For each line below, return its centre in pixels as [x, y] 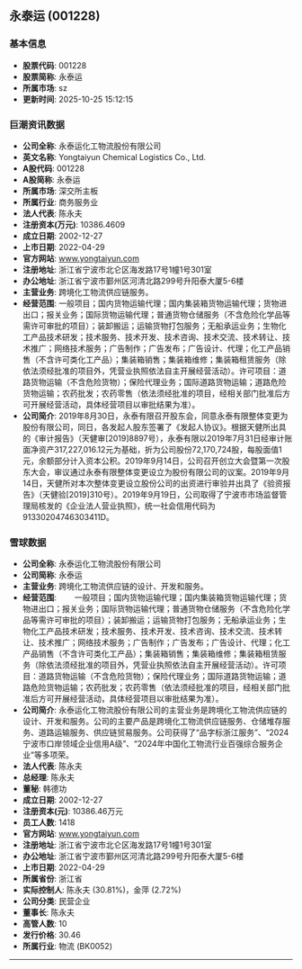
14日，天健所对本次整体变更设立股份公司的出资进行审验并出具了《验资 [152, 483]
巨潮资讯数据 [37, 124]
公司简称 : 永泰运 [52, 575]
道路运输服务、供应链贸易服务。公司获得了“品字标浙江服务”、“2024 [164, 732]
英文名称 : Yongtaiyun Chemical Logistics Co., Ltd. [114, 157]
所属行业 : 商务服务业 [60, 202]
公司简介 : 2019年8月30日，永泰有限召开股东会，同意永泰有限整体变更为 [155, 416]
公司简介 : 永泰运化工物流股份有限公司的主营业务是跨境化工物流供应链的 [155, 710]
